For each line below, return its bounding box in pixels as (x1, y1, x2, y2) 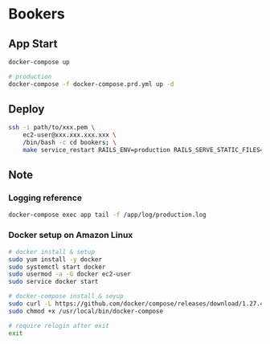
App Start (8, 37, 58, 51)
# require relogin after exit (8, 321, 110, 330)
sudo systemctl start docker (8, 263, 106, 271)
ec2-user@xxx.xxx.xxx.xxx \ (22, 131, 117, 139)
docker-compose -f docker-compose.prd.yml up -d (8, 80, 174, 88)
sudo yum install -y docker (8, 255, 103, 264)
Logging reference (8, 192, 83, 203)
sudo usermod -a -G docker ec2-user (8, 270, 131, 278)
